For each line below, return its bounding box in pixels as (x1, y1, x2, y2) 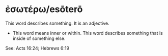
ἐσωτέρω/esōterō (5, 4, 83, 15)
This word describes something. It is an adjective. (5, 20, 109, 26)
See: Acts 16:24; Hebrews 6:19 (5, 45, 70, 51)
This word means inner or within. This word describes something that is (12, 30, 163, 36)
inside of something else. (12, 35, 66, 41)
